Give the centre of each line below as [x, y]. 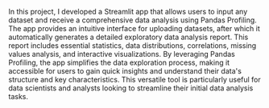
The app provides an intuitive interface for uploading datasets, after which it [134, 28]
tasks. [19, 96]
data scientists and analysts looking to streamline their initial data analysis [131, 88]
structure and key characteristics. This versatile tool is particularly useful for [135, 80]
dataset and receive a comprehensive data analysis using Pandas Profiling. [133, 20]
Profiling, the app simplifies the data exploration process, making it [119, 62]
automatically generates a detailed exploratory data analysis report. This [128, 37]
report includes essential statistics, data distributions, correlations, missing [132, 46]
